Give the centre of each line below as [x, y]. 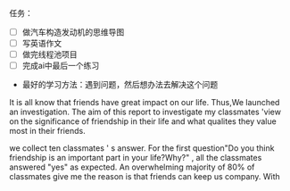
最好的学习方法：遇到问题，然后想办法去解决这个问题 [120, 85]
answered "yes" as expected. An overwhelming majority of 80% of [132, 167]
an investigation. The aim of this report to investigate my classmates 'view [145, 112]
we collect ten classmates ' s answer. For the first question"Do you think [142, 148]
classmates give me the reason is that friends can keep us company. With [145, 177]
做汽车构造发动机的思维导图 [73, 32]
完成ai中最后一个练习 [61, 66]
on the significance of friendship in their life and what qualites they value [143, 121]
